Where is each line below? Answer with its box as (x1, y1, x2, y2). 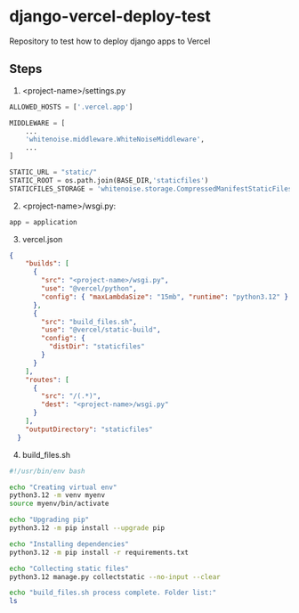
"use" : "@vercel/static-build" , (41, 325, 162, 335)
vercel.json (21, 233, 63, 244)
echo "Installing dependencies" (9, 539, 129, 549)
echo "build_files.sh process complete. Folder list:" (9, 588, 217, 598)
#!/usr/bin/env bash (9, 466, 86, 476)
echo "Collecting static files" (9, 564, 129, 573)
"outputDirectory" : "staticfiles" (25, 425, 153, 434)
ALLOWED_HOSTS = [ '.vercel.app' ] (9, 102, 133, 111)
